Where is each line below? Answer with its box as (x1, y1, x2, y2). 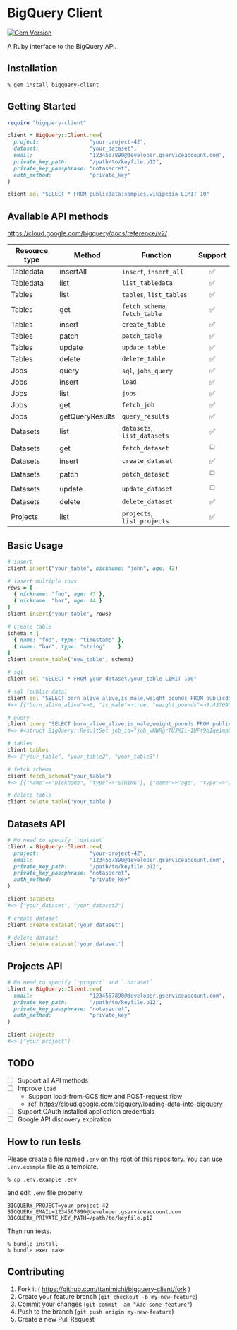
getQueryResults (59, 412, 116, 421)
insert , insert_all (122, 267, 184, 276)
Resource (15, 246, 48, 256)
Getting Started (7, 100, 77, 112)
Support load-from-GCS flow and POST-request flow (28, 1092, 183, 1100)
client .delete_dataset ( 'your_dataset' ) (7, 940, 125, 948)
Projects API (7, 960, 63, 972)
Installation (7, 62, 58, 75)
